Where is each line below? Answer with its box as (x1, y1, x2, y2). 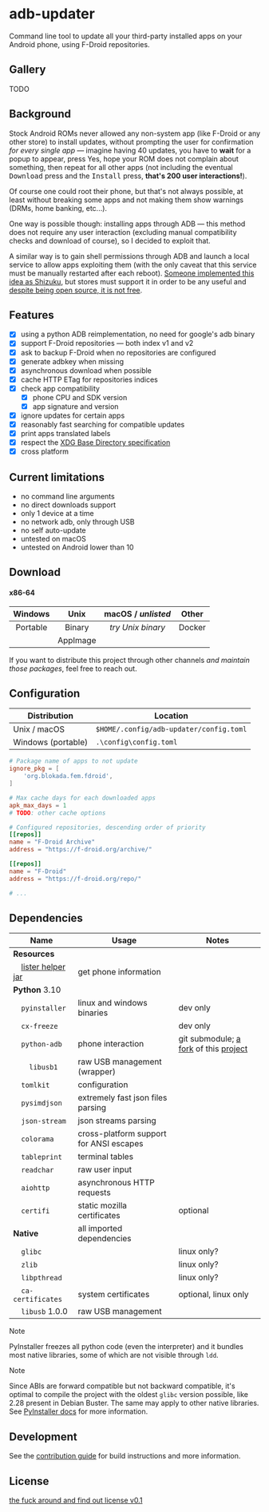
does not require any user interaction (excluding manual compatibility (9, 227, 238, 236)
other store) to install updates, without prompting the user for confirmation (9, 137, 254, 146)
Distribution (27, 710, 74, 721)
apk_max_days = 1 (9, 801, 67, 809)
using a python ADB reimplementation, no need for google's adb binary (20, 329, 255, 339)
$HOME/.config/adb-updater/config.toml (95, 724, 247, 734)
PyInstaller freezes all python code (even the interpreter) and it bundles (9, 1342, 244, 1351)
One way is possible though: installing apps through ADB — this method (9, 219, 246, 228)
